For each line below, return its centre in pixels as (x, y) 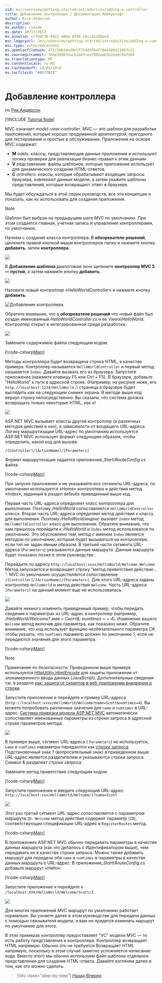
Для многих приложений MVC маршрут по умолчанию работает (72, 910)
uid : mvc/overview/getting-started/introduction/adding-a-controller (76, 9)
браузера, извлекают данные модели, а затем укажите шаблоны (79, 179)
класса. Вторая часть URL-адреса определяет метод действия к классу (79, 513)
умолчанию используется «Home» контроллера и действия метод (74, 489)
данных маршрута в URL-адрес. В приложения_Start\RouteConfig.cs (75, 863)
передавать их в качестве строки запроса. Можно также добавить (74, 852)
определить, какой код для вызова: (41, 442)
